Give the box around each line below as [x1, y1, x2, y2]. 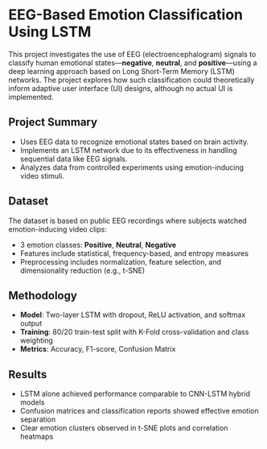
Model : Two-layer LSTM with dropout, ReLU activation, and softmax [19, 310, 246, 319]
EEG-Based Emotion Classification [8, 6, 244, 24]
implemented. [8, 92, 54, 101]
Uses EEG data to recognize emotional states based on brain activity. [19, 137, 249, 146]
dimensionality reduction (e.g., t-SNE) [19, 266, 146, 275]
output [19, 319, 43, 328]
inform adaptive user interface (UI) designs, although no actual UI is [8, 83, 233, 93]
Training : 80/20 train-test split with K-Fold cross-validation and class [19, 327, 249, 337]
